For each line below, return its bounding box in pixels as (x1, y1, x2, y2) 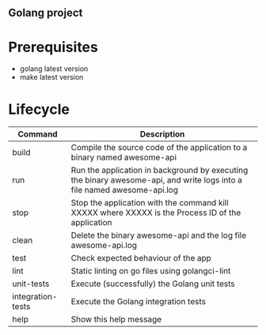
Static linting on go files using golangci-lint (70, 265, 231, 277)
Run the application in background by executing (70, 165, 249, 176)
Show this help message (70, 314, 162, 325)
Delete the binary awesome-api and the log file (70, 230, 247, 241)
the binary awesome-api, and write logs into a (70, 175, 243, 186)
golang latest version (19, 64, 89, 73)
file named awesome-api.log (70, 185, 178, 196)
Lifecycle (8, 100, 70, 118)
